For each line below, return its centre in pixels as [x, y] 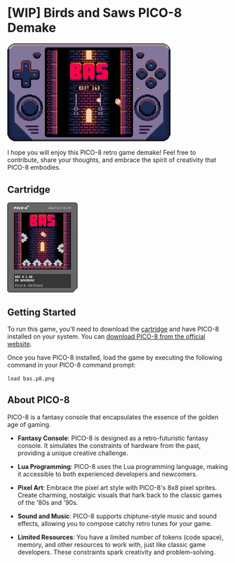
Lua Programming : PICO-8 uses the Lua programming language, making [122, 466]
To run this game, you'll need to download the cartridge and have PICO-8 [113, 329]
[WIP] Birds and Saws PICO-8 [95, 13]
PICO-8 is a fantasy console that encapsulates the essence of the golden [113, 417]
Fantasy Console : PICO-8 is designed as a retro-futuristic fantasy [113, 438]
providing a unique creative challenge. [73, 453]
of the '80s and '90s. [48, 502]
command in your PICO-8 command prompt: [72, 365]
